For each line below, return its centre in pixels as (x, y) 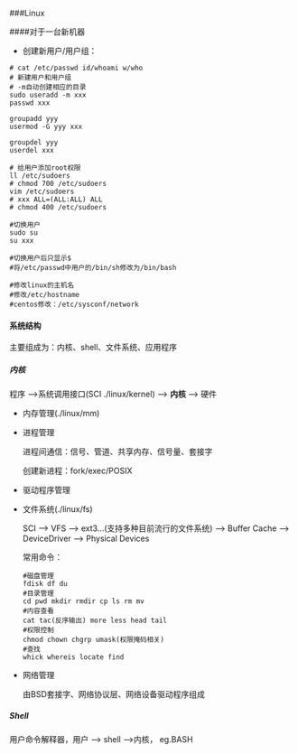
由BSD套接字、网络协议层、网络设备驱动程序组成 (114, 694)
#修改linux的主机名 (42, 285)
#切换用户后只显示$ (41, 258)
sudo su (24, 233)
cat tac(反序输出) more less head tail (94, 621)
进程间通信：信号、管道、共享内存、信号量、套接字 (117, 451)
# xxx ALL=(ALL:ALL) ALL (56, 200)
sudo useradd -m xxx (48, 95)
